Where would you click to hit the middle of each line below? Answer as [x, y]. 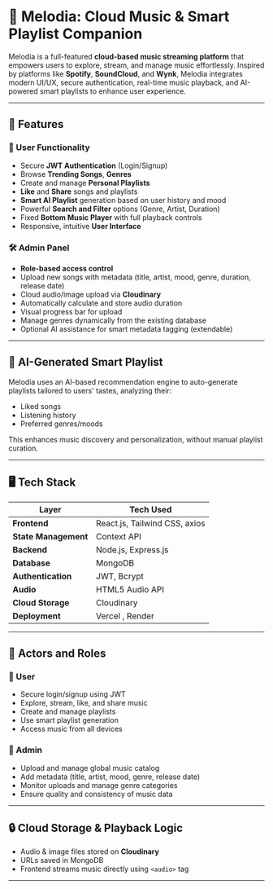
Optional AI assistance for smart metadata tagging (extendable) [126, 328]
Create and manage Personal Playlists [85, 183]
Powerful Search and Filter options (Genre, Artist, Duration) [120, 209]
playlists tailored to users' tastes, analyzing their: [90, 390]
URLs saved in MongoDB [62, 860]
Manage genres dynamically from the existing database [113, 320]
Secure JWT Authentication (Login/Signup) [94, 165]
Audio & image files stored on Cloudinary [90, 852]
